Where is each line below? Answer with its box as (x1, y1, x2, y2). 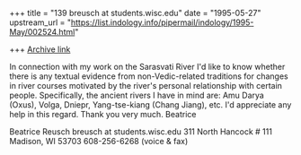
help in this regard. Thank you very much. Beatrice (9, 109, 197, 119)
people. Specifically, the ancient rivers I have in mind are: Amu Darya (9, 90, 265, 100)
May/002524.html (9, 27, 75, 37)
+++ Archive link (9, 44, 71, 55)
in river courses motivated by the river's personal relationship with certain (9, 81, 283, 90)
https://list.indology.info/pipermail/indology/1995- (70, 17, 254, 28)
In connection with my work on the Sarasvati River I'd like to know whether (9, 62, 286, 72)
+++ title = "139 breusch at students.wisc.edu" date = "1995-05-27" (9, 8, 261, 18)
